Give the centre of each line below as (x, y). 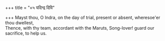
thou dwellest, (20, 23)
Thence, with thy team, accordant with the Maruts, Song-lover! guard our (80, 28)
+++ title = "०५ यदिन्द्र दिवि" (30, 8)
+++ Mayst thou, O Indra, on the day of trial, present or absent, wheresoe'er (83, 18)
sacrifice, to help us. (26, 33)
